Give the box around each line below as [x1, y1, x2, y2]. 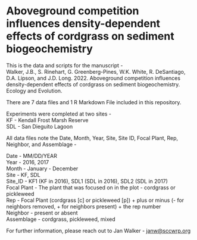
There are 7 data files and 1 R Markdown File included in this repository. [6, 98, 182, 105]
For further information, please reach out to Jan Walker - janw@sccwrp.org [6, 227, 191, 234]
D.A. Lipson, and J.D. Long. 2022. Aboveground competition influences [6, 74, 180, 82]
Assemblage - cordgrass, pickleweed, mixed [6, 216, 115, 223]
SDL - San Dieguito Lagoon [6, 123, 73, 130]
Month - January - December [6, 165, 79, 172]
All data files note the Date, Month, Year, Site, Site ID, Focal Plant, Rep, [6, 134, 179, 141]
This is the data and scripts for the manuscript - [6, 61, 123, 69]
